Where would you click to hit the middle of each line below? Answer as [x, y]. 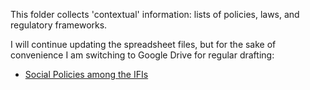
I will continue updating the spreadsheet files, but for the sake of [143, 44]
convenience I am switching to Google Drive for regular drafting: [142, 55]
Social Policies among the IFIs [86, 74]
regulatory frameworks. [59, 25]
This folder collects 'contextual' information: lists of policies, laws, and [155, 14]
